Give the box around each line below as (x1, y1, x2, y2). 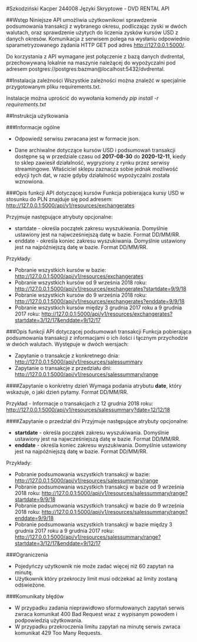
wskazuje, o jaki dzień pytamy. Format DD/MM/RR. (6, 389, 129, 395)
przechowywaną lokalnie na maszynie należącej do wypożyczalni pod (6, 59, 176, 66)
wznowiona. (14, 178, 44, 185)
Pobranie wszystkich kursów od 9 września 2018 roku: (14, 279, 147, 286)
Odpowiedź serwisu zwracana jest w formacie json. (14, 135, 140, 142)
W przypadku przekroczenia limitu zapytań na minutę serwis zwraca (14, 623, 181, 630)
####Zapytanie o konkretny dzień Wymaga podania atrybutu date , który (6, 382, 182, 389)
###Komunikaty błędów (6, 593, 64, 600)
